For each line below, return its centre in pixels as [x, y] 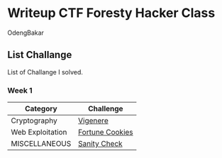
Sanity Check [100, 144]
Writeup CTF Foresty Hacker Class [111, 13]
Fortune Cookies [105, 132]
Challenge [105, 109]
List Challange [40, 55]
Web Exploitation [39, 132]
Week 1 [20, 90]
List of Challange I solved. [45, 72]
